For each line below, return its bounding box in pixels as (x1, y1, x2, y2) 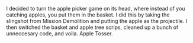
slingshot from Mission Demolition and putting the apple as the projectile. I (6, 18, 188, 24)
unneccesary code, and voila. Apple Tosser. (6, 30, 114, 37)
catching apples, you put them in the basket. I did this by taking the (6, 11, 170, 18)
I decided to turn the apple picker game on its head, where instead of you (6, 5, 185, 12)
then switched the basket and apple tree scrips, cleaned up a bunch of (6, 24, 179, 31)
